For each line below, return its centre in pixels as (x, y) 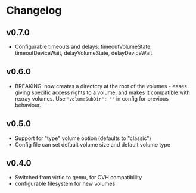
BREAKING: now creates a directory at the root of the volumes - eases (101, 86)
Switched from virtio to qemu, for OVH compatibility (78, 178)
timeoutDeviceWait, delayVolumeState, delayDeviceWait (83, 53)
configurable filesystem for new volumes (65, 184)
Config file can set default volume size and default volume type (93, 144)
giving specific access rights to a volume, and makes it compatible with (102, 92)
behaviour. (28, 105)
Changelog (34, 10)
